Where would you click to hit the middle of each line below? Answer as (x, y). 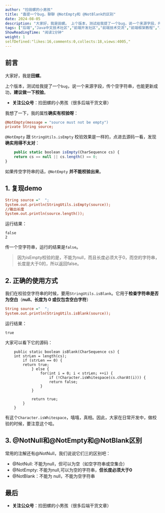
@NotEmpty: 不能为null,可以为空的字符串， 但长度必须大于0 (72, 470)
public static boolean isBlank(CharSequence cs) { (67, 352)
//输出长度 (15, 209)
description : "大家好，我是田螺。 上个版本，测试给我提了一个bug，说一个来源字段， (82, 23)
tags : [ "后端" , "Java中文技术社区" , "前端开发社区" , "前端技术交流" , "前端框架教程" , (81, 28)
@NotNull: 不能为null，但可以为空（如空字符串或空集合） (70, 464)
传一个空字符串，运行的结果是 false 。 (43, 247)
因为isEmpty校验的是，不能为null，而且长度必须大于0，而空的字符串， (88, 257)
